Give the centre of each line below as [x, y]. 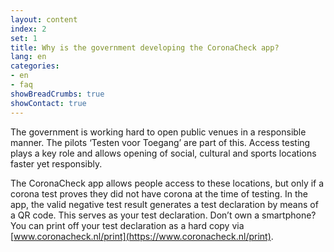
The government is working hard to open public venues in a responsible [158, 132]
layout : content [44, 19]
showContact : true [48, 103]
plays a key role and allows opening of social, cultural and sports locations [163, 153]
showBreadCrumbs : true [57, 94]
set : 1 [24, 38]
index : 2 [28, 29]
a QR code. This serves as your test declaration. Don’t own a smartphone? [163, 215]
